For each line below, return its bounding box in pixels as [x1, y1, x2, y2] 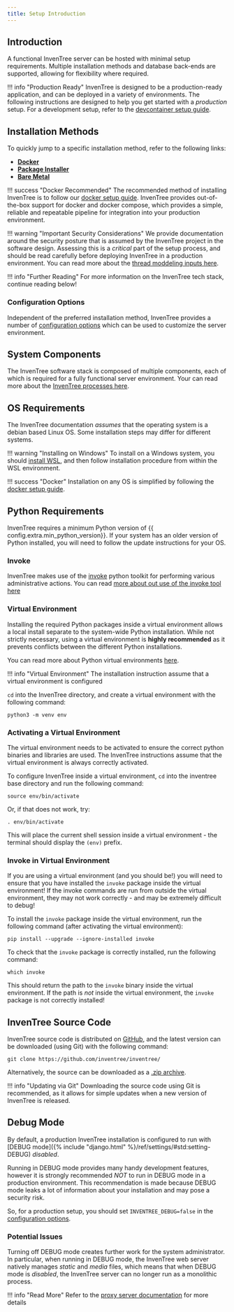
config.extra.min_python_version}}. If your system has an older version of [7, 531, 219, 539]
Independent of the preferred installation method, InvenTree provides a [7, 313, 212, 322]
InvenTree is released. [7, 1096, 71, 1104]
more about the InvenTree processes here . [7, 382, 129, 390]
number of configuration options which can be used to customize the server [7, 321, 227, 329]
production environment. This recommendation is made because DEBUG [7, 1178, 217, 1187]
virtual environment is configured [7, 677, 103, 685]
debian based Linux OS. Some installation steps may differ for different [7, 428, 211, 437]
